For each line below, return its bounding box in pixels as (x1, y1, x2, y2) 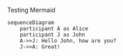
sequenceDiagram (7, 19, 54, 26)
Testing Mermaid (7, 6, 56, 14)
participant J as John (19, 31, 85, 38)
